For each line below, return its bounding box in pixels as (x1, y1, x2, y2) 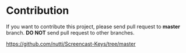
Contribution (6, 4, 69, 17)
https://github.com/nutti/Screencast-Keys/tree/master (6, 40, 136, 47)
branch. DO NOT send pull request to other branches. (6, 29, 135, 36)
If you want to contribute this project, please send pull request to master (6, 23, 181, 30)
